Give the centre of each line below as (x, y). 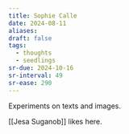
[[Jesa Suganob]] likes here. (55, 121)
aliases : (23, 30)
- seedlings (36, 61)
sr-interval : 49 (35, 75)
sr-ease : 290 (30, 83)
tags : (17, 46)
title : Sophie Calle (43, 16)
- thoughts (34, 53)
